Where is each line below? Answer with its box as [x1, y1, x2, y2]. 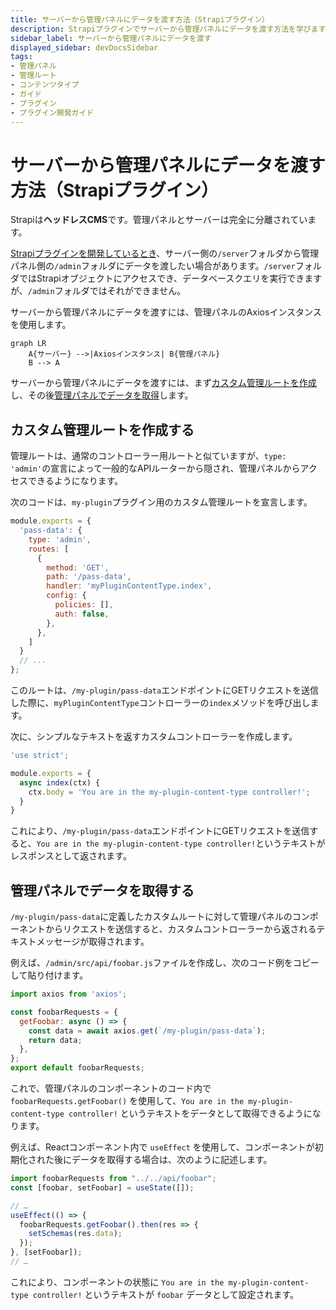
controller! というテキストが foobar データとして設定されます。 [32, 1288, 300, 1300]
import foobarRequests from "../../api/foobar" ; [10, 1174, 217, 1184]
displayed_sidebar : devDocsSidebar [10, 42, 159, 53]
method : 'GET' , [46, 562, 110, 573]
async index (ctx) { [19, 777, 101, 788]
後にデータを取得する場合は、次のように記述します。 [53, 1154, 273, 1166]
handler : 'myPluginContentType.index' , [46, 581, 213, 591]
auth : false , [54, 609, 110, 619]
